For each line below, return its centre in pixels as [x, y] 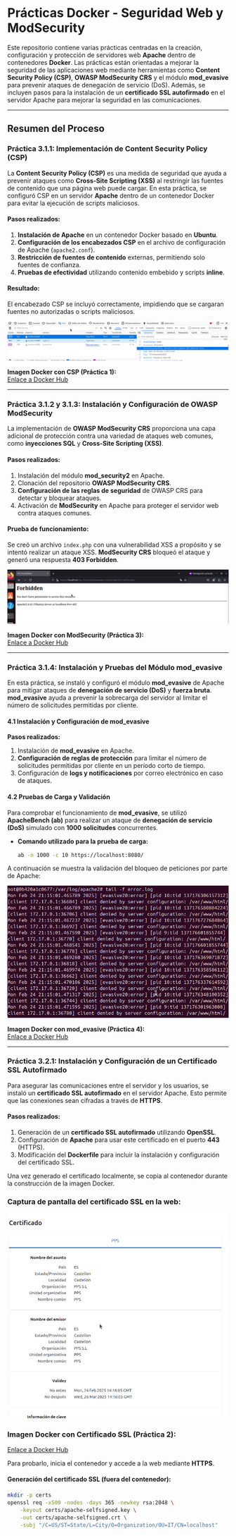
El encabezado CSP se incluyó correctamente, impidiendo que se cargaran [116, 304]
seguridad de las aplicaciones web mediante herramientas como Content [113, 70]
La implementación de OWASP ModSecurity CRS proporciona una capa [112, 429]
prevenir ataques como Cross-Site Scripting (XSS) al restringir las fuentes [115, 181]
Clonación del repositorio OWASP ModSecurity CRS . [94, 483]
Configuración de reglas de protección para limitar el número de [112, 758]
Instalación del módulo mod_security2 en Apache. [91, 475]
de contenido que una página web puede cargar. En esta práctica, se [107, 188]
